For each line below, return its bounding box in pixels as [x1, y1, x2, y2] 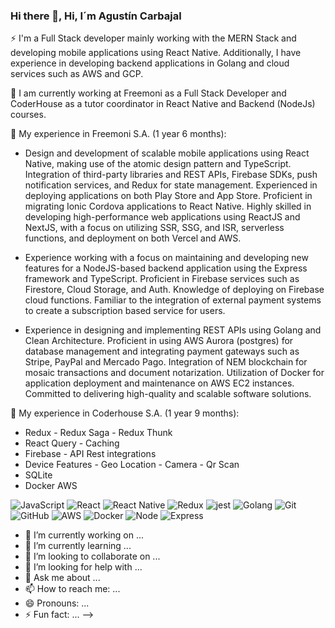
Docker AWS [24, 480, 78, 492]
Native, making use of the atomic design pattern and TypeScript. [24, 158, 292, 170]
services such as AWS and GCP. [10, 68, 144, 80]
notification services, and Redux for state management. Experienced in [24, 179, 318, 191]
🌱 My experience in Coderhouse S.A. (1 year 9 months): [10, 407, 240, 419]
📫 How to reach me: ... [24, 583, 121, 595]
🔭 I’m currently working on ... [24, 529, 144, 541]
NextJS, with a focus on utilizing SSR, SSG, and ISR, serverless [24, 222, 285, 234]
